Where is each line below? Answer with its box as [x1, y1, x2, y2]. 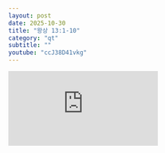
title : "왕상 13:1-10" [8, 26, 81, 34]
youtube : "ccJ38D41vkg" [8, 49, 88, 57]
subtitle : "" [8, 41, 52, 49]
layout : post [8, 11, 52, 20]
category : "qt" [8, 33, 59, 42]
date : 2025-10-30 [8, 19, 66, 27]
